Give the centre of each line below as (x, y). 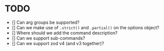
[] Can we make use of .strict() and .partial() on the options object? (85, 27)
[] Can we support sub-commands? (48, 38)
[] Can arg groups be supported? (46, 22)
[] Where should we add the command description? (65, 33)
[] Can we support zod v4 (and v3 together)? (58, 43)
